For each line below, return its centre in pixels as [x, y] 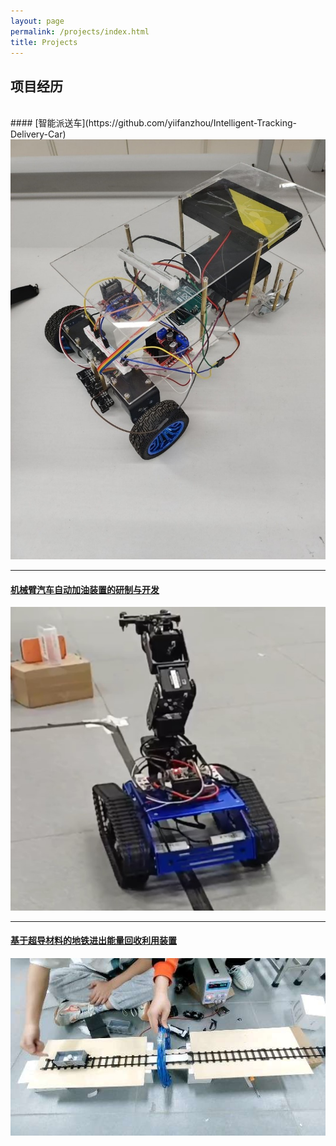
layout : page [37, 21]
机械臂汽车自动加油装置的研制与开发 [85, 589]
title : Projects [44, 42]
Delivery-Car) [38, 134]
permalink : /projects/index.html [80, 31]
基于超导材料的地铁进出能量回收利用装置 [93, 941]
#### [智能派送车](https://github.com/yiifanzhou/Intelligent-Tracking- [153, 123]
